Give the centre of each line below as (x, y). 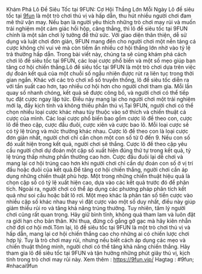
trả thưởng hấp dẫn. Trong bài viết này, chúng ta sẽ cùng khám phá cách (96, 54)
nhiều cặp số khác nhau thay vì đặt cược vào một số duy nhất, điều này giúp (101, 202)
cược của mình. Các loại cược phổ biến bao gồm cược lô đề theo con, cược (99, 118)
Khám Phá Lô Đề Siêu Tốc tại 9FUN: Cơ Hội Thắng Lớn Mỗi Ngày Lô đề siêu (100, 9)
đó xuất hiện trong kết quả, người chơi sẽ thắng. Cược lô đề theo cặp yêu (97, 144)
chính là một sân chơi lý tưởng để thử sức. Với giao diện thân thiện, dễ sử (96, 35)
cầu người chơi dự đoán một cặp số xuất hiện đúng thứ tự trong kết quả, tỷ (99, 150)
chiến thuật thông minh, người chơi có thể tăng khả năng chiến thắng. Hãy (98, 247)
